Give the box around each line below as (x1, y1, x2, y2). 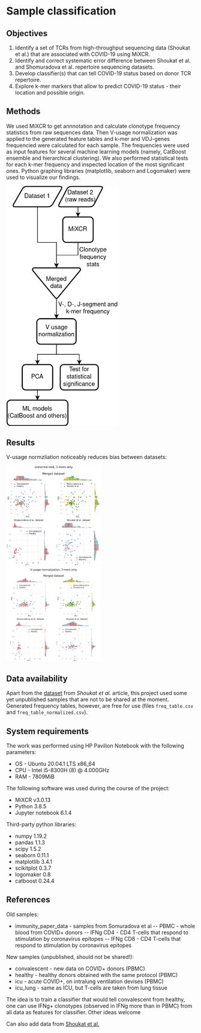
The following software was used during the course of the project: (6, 785, 170, 792)
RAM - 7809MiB (14, 773, 55, 781)
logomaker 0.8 (14, 871, 51, 878)
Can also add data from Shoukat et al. (6, 1020, 100, 1028)
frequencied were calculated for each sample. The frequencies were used (6, 142, 190, 149)
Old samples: (6, 911, 39, 918)
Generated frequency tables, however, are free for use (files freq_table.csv (6, 702, 194, 710)
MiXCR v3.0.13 (14, 796, 51, 804)
